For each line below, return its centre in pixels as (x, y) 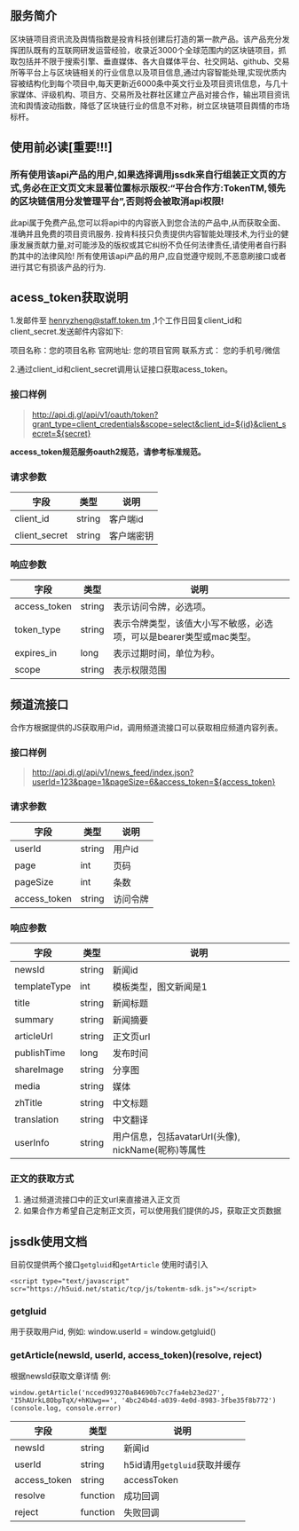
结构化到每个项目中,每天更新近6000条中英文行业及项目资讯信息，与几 (153, 83)
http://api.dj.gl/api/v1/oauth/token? (95, 414)
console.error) (94, 1408)
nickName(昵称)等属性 (159, 1149)
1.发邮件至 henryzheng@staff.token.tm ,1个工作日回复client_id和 (126, 320)
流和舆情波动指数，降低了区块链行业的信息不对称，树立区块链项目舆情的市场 (150, 106)
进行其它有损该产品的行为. (58, 267)
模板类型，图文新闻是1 (160, 986)
